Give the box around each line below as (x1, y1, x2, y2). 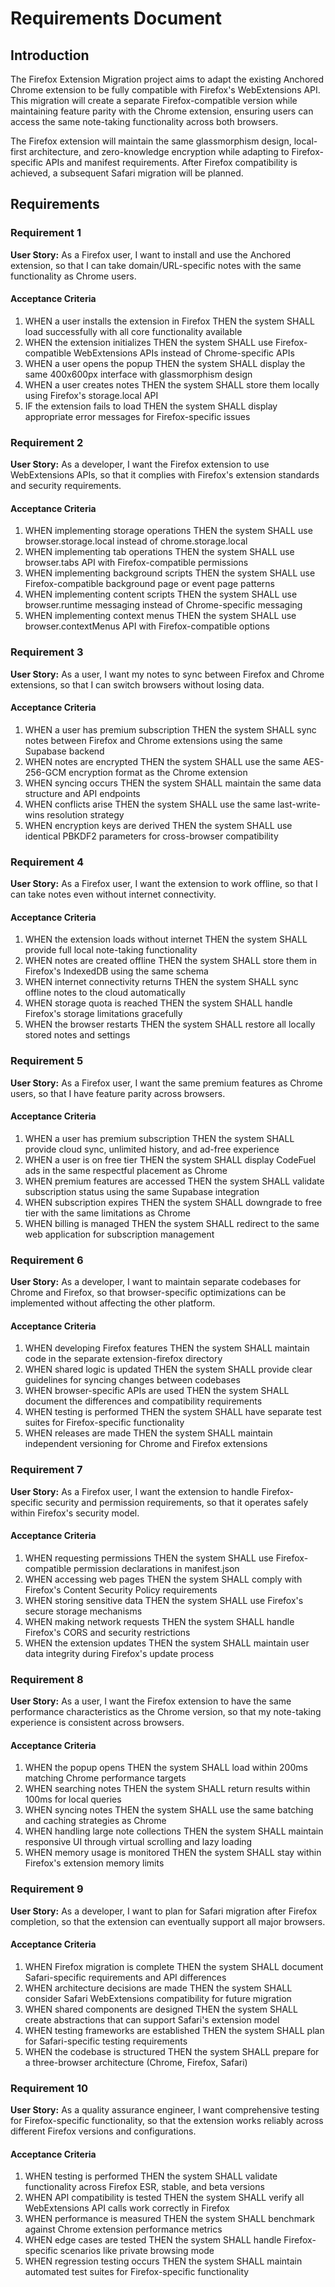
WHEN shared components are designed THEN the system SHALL (24, 2003, 298, 2015)
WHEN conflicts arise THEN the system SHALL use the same (24, 798, 276, 810)
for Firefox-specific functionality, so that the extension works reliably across (10, 2115, 324, 2127)
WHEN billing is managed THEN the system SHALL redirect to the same (24, 1217, 320, 1229)
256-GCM (24, 766, 67, 778)
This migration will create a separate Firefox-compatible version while (10, 95, 298, 106)
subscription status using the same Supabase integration (24, 1185, 260, 1197)
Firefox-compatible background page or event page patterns (24, 578, 276, 590)
